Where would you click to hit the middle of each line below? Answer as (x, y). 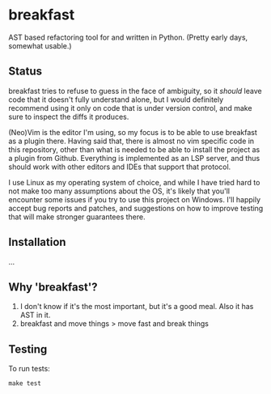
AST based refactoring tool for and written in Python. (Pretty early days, (128, 37)
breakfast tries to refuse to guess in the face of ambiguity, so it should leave (135, 91)
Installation (37, 242)
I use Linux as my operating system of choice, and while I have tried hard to (134, 182)
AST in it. (35, 315)
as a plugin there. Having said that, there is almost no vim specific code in (131, 141)
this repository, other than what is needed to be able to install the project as (134, 149)
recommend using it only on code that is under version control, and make (130, 108)
